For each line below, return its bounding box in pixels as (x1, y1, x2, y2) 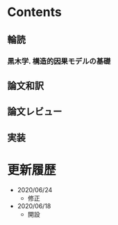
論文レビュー (7, 106, 62, 118)
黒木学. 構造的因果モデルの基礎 (7, 56, 111, 66)
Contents (7, 4, 62, 20)
